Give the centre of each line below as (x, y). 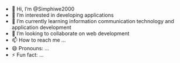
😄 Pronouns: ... (30, 48)
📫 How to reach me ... (39, 40)
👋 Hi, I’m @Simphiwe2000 (43, 9)
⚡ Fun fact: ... (27, 55)
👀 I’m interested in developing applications (63, 15)
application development (41, 27)
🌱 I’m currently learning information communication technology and (93, 21)
